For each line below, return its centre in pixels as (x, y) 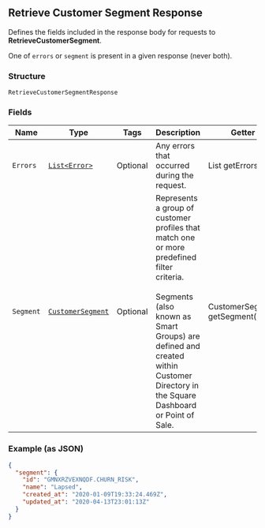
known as (174, 316)
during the (175, 175)
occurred (173, 166)
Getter (243, 133)
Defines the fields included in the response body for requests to (112, 32)
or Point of (175, 415)
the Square (176, 395)
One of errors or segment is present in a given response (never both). (120, 55)
